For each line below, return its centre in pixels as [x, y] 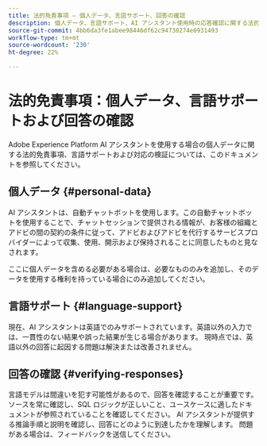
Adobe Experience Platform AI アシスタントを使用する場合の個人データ [124, 144]
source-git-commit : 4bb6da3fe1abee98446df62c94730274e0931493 [113, 30]
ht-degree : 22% [33, 52]
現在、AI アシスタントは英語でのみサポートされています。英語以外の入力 [127, 327]
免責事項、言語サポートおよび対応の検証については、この [130, 154]
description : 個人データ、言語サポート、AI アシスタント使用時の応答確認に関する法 [131, 23]
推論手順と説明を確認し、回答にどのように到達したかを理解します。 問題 [134, 425]
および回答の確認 [78, 121]
